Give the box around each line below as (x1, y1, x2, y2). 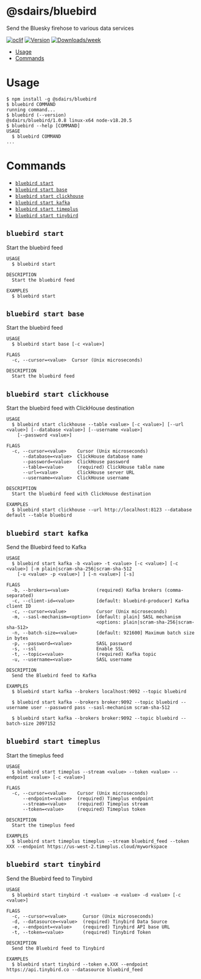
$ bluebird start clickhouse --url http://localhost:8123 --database (12, 507, 192, 513)
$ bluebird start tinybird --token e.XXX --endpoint (12, 961, 149, 967)
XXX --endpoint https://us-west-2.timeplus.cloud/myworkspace (6, 843, 167, 850)
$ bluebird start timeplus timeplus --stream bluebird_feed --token (12, 838, 189, 844)
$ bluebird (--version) (6, 112, 67, 118)
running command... (6, 107, 56, 113)
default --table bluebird (6, 512, 72, 519)
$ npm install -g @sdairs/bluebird (6, 96, 97, 102)
